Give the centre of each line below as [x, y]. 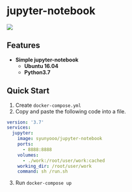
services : [19, 128]
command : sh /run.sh [43, 172]
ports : [25, 144]
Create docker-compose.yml [48, 105]
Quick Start [28, 91]
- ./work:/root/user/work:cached [64, 161]
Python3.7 [37, 72]
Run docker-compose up [43, 183]
